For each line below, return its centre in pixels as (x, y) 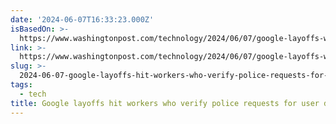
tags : (21, 85)
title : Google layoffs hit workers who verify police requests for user (165, 103)
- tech (33, 94)
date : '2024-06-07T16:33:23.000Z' (82, 19)
